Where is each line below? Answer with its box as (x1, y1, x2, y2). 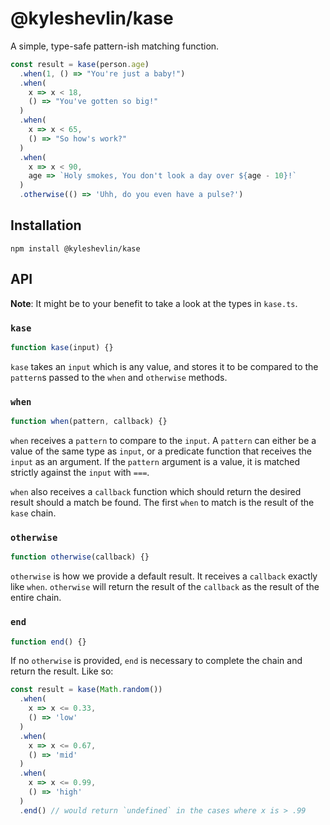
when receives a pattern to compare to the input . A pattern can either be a (10, 435, 317, 447)
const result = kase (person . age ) (10, 59, 150, 69)
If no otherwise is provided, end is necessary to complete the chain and (10, 655, 303, 667)
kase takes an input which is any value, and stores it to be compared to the (10, 360, 319, 372)
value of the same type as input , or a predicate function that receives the (10, 445, 312, 457)
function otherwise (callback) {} (10, 552, 150, 562)
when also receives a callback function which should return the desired (10, 486, 302, 498)
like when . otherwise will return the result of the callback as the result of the (10, 581, 320, 593)
